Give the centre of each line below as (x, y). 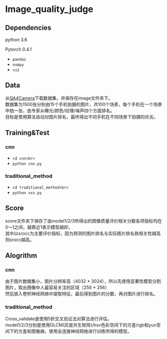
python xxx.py (27, 193)
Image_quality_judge (49, 9)
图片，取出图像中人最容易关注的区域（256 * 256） (57, 287)
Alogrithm (21, 255)
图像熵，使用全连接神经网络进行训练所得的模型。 (82, 331)
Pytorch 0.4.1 (18, 49)
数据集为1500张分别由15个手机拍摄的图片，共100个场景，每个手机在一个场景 (84, 104)
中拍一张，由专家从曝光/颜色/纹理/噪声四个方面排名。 (60, 110)
